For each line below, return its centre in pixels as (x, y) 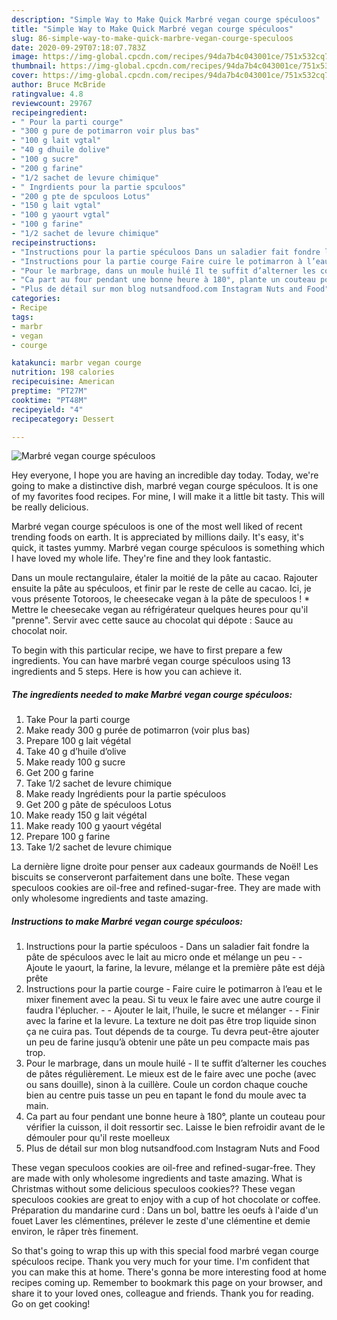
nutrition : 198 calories (63, 372)
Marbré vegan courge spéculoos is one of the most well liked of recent (157, 527)
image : (25, 57)
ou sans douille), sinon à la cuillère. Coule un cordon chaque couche (166, 1085)
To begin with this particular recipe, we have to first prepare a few (147, 650)
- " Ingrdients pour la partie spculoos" (99, 187)
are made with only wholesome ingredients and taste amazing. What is (157, 1178)
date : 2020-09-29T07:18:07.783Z (78, 47)
